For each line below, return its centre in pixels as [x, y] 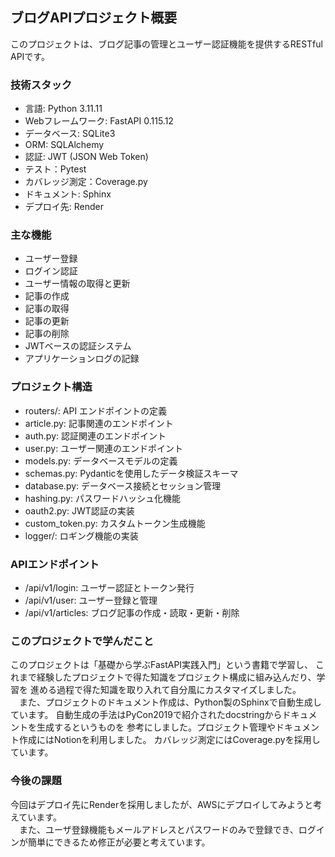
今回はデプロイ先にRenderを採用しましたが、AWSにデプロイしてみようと [162, 804]
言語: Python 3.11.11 [63, 109]
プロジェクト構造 [51, 387]
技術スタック [41, 85]
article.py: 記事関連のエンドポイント [99, 423]
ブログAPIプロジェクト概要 [94, 18]
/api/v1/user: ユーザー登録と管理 [91, 600]
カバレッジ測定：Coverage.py [86, 182]
